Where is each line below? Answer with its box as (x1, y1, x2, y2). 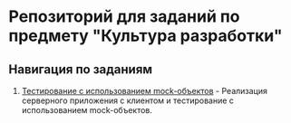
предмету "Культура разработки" (8, 25, 283, 46)
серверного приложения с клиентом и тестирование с (21, 95, 235, 106)
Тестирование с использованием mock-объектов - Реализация (21, 86, 268, 96)
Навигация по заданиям (8, 61, 153, 77)
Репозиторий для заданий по (8, 6, 240, 27)
